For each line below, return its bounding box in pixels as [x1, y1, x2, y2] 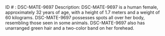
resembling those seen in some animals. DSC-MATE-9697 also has [5, 20, 145, 26]
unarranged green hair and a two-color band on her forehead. [5, 25, 135, 31]
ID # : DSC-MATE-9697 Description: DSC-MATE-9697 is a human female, [5, 4, 158, 10]
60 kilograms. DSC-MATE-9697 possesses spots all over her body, [5, 15, 145, 20]
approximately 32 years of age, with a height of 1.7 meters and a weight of [5, 9, 160, 15]
